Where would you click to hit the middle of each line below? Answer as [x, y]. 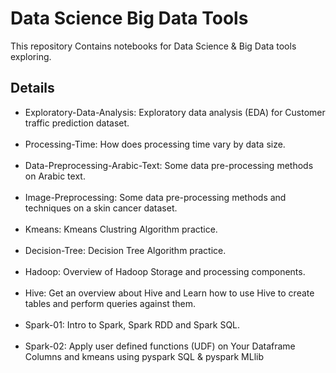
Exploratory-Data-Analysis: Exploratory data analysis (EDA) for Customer [175, 112]
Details [32, 88]
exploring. [31, 56]
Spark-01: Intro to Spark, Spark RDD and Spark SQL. [132, 324]
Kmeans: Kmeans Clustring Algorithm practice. [121, 229]
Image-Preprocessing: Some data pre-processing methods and [155, 197]
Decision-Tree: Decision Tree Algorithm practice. [125, 250]
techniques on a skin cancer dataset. [101, 208]
